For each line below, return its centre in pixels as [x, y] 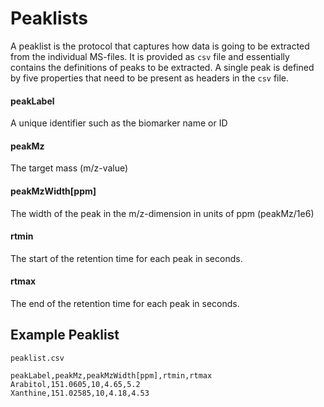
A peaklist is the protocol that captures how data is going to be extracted [160, 46]
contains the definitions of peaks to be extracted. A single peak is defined [162, 67]
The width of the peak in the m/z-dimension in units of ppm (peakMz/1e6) [162, 213]
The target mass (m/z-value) [69, 168]
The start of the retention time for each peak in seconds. [126, 258]
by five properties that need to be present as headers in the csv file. [150, 78]
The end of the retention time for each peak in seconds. [125, 303]
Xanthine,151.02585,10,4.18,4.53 [80, 393]
